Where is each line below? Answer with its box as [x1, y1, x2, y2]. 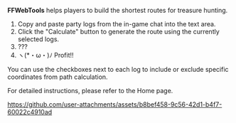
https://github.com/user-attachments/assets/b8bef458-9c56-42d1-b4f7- [7, 100, 222, 109]
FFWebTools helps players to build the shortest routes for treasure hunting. [7, 6, 228, 14]
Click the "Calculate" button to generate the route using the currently [17, 28, 220, 36]
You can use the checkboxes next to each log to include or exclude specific [7, 65, 229, 73]
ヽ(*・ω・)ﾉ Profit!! [17, 51, 74, 59]
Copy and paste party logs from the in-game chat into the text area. [17, 20, 216, 28]
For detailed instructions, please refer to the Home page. [7, 87, 173, 95]
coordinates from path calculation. [7, 73, 108, 81]
